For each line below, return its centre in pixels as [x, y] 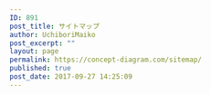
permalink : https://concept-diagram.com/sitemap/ [106, 60]
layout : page [34, 52]
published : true [40, 69]
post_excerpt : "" [42, 43]
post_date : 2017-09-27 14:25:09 [71, 77]
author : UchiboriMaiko [53, 34]
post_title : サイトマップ [55, 26]
